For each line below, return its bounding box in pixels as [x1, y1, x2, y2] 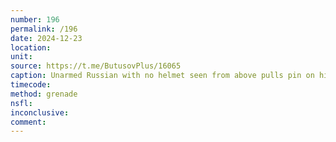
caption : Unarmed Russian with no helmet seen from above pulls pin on [10, 71, 315, 81]
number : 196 [10, 14, 60, 25]
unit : [10, 52, 33, 62]
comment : [10, 117, 47, 127]
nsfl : [10, 98, 33, 108]
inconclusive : [10, 107, 70, 118]
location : [10, 42, 52, 53]
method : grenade [10, 89, 78, 99]
